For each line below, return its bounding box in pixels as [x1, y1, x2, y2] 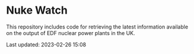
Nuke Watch [6, 4, 68, 17]
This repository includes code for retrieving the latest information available [6, 23, 189, 30]
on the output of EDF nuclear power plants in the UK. [6, 29, 135, 36]
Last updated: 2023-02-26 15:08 [6, 41, 87, 48]
